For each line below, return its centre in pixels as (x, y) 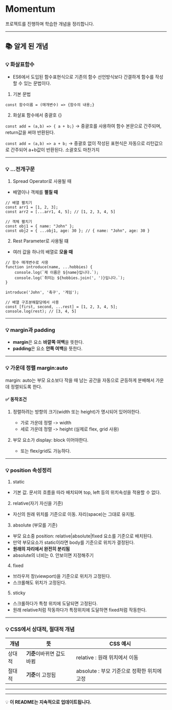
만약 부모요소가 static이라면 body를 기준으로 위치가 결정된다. (74, 543)
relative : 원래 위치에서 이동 (107, 658)
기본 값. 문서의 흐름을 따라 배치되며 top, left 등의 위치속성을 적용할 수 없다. (87, 492)
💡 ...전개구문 (20, 169)
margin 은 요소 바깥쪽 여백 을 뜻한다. (48, 342)
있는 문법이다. (37, 83)
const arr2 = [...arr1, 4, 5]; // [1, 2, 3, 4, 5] (60, 212)
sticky (19, 593)
